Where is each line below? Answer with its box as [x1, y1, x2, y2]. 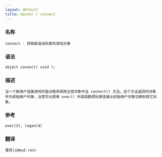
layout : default [5, 7, 38, 12]
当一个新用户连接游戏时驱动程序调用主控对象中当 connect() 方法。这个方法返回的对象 [5, 89, 156, 94]
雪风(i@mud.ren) [5, 148, 37, 153]
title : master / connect [5, 12, 56, 17]
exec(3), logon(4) [5, 123, 42, 128]
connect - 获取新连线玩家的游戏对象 [5, 41, 71, 46]
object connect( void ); [5, 65, 56, 70]
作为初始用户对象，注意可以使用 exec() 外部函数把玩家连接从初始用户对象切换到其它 [5, 94, 154, 99]
